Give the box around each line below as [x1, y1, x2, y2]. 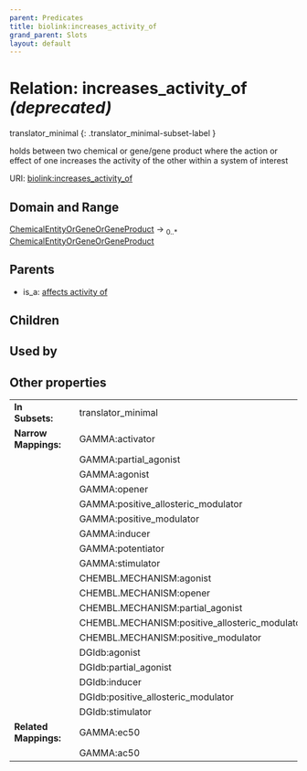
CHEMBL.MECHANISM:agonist [79, 572, 212, 585]
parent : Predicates [9, 13, 84, 23]
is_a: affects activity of [22, 286, 108, 297]
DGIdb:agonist [79, 646, 142, 659]
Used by [9, 343, 58, 359]
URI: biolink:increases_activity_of [9, 173, 133, 184]
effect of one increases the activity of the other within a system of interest [9, 155, 289, 166]
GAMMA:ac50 [79, 746, 140, 759]
